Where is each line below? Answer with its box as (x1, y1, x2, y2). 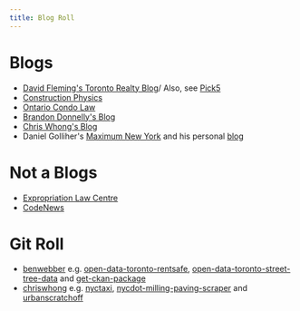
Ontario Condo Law (22, 102, 96, 112)
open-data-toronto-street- (191, 264, 291, 275)
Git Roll (9, 233, 64, 254)
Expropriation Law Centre (22, 192, 119, 203)
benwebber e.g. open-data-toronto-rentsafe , (22, 264, 190, 275)
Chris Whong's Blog (22, 121, 98, 131)
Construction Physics (22, 92, 102, 102)
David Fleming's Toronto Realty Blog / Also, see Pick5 (22, 83, 221, 93)
